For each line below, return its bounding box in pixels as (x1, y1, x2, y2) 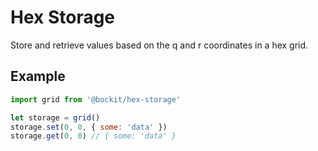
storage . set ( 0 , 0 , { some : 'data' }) (10, 122, 168, 132)
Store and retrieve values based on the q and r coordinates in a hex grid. (10, 39, 309, 51)
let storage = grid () (10, 112, 101, 123)
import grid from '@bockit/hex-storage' (10, 94, 182, 105)
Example (10, 68, 66, 85)
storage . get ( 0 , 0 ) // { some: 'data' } (10, 131, 177, 141)
